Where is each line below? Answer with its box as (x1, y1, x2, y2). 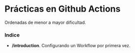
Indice (4, 32, 20, 38)
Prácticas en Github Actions (4, 3, 121, 15)
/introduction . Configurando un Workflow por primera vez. (11, 43, 131, 49)
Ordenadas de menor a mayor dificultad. (4, 19, 86, 25)
